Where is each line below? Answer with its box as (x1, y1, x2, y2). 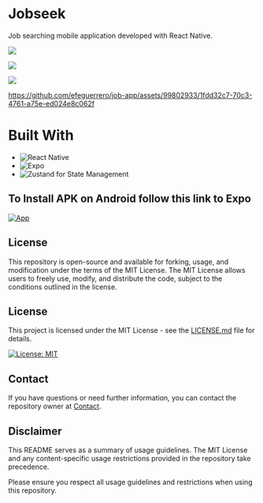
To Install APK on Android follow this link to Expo (8, 192, 252, 206)
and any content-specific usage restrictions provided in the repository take (8, 453, 251, 463)
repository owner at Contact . (8, 401, 102, 411)
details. (8, 334, 32, 344)
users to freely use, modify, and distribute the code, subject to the (8, 274, 223, 283)
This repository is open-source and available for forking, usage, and (8, 257, 229, 266)
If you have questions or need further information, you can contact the (8, 393, 237, 403)
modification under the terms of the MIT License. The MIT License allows (8, 265, 246, 274)
